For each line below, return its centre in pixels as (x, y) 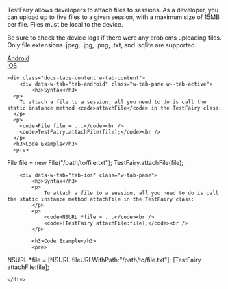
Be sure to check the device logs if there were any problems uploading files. (114, 38)
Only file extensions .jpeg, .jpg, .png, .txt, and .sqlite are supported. (102, 45)
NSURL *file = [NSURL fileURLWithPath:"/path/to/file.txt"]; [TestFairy (104, 260)
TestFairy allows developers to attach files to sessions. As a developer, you (113, 10)
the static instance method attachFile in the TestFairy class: (101, 199)
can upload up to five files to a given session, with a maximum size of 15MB (114, 17)
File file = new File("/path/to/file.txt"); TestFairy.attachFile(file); (96, 163)
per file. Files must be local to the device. (65, 24)
